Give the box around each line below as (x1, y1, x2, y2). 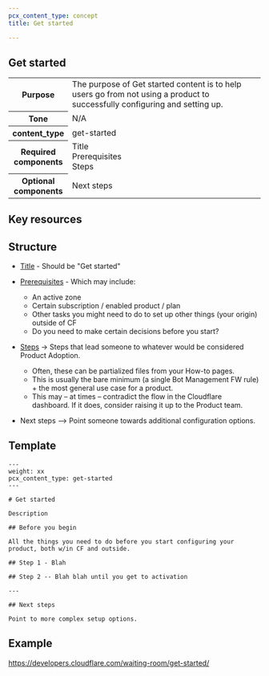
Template (8, 439, 57, 453)
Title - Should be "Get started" (19, 262, 121, 271)
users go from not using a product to (71, 89, 210, 100)
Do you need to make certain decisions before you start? (31, 327, 219, 336)
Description (8, 509, 48, 518)
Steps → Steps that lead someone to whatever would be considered (19, 342, 244, 352)
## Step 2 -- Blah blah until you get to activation (8, 572, 188, 580)
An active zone (31, 292, 82, 302)
